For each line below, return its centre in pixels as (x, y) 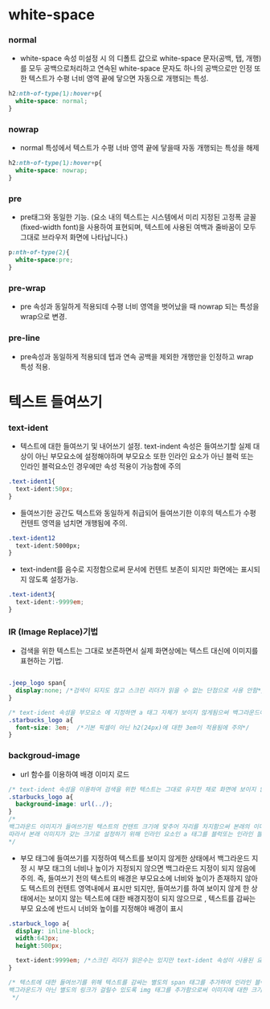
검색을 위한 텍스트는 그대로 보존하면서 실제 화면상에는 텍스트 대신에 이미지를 (139, 651)
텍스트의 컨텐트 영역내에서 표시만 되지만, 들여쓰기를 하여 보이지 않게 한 (139, 888)
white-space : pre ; (45, 260)
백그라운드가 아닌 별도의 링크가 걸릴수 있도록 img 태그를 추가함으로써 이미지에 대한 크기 (135, 990)
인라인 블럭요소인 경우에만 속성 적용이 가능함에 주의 (100, 466)
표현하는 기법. (42, 661)
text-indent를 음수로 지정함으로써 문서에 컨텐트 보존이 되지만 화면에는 (129, 569)
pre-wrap (27, 288)
